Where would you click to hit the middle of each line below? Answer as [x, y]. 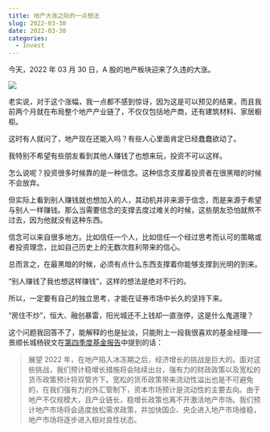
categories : [28, 38]
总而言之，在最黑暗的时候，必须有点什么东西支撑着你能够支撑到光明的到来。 [135, 264]
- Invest [30, 46]
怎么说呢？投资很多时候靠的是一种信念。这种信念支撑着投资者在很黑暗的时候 [135, 173]
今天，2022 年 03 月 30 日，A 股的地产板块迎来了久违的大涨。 [112, 70]
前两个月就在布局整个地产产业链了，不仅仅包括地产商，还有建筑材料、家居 [131, 112]
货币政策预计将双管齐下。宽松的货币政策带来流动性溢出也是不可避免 [141, 380]
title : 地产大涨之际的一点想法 [54, 16]
